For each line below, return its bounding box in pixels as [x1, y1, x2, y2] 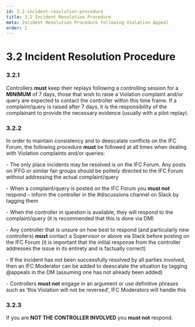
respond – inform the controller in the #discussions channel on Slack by [6, 191, 179, 198]
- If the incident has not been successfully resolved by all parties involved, [6, 256, 186, 264]
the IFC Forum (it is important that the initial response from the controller [6, 239, 181, 246]
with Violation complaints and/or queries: [6, 150, 105, 157]
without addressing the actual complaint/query [6, 173, 119, 180]
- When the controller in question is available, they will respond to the [6, 209, 174, 216]
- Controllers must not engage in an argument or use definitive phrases [6, 280, 179, 287]
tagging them [6, 197, 39, 205]
